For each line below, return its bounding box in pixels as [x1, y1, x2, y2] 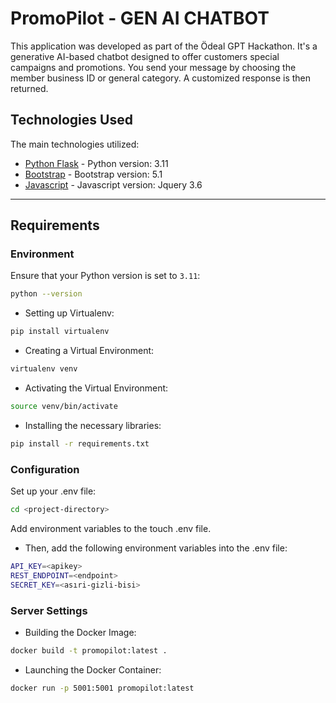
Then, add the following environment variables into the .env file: [24, 542, 288, 554]
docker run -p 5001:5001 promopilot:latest [10, 683, 195, 693]
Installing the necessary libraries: [24, 419, 162, 431]
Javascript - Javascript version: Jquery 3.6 [24, 178, 203, 191]
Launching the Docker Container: [24, 663, 162, 676]
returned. [10, 82, 49, 94]
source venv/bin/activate [10, 402, 118, 412]
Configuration [10, 462, 80, 476]
